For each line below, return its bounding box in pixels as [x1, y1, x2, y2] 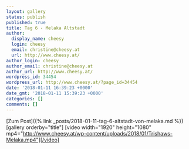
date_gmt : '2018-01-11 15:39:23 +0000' [6, 90, 104, 96]
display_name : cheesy [11, 36, 65, 42]
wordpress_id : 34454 [6, 74, 57, 80]
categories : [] [6, 96, 43, 101]
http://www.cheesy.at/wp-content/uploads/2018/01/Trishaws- [22, 130, 173, 137]
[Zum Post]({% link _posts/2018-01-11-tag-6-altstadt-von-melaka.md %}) [6, 117, 184, 124]
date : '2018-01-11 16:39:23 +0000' [6, 85, 93, 91]
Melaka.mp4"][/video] [6, 136, 60, 143]
